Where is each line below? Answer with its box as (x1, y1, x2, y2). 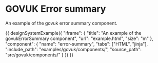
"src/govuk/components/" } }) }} (5, 52, 74, 58)
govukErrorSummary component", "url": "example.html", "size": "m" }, (5, 35, 153, 41)
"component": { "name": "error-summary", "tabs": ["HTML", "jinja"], (5, 40, 148, 47)
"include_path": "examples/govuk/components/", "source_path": (5, 46, 142, 52)
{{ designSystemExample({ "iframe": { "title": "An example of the (5, 30, 142, 36)
